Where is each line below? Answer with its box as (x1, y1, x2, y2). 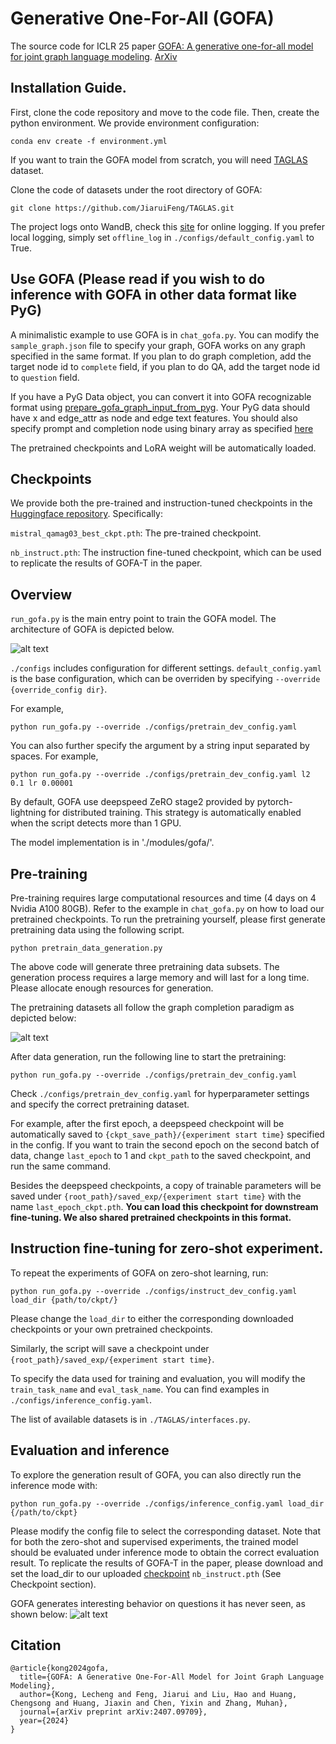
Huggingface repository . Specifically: (10, 508, 163, 520)
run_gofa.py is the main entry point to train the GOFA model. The (10, 613, 277, 625)
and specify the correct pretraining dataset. (10, 1098, 190, 1110)
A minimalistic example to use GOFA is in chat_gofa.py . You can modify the (10, 328, 320, 341)
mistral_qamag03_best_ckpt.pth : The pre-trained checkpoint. (10, 527, 262, 539)
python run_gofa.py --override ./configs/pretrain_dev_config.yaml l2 (10, 770, 311, 780)
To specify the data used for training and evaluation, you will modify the (10, 1372, 306, 1384)
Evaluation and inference (10, 1442, 170, 1459)
